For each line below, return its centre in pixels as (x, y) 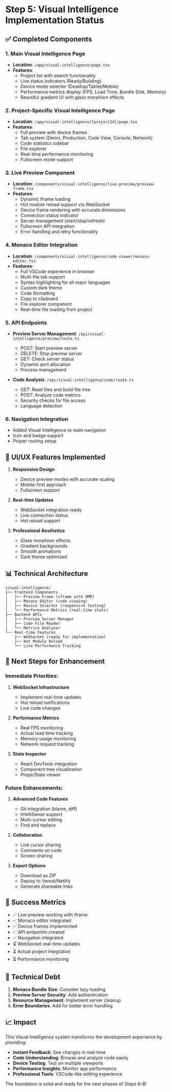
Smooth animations (41, 551)
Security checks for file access (53, 401)
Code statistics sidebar (44, 143)
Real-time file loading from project (56, 309)
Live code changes (40, 708)
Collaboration (27, 835)
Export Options (29, 865)
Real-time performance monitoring (57, 154)
